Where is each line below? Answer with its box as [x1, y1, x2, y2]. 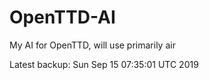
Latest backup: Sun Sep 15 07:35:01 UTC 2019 [9, 58, 199, 70]
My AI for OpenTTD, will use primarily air [9, 39, 176, 51]
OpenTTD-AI [9, 6, 116, 29]
